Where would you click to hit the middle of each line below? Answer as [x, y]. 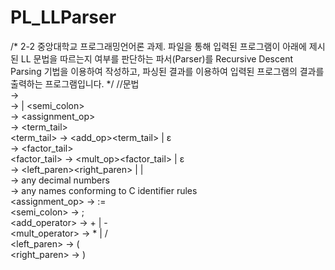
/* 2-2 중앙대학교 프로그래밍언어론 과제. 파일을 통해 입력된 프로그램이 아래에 [158, 46]
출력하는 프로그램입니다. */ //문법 [75, 83]
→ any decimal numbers [60, 180]
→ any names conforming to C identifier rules [104, 190]
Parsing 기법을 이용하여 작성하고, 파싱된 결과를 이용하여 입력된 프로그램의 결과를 [167, 71]
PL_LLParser [63, 17]
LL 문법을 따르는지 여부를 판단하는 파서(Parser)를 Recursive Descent [156, 58]
